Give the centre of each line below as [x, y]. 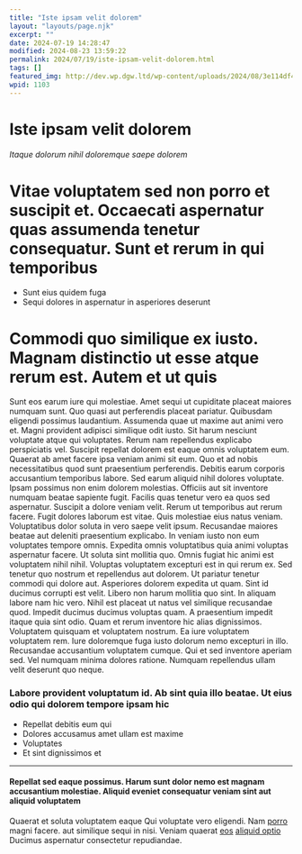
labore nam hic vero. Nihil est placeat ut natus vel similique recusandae [141, 603]
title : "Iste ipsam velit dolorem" [76, 18]
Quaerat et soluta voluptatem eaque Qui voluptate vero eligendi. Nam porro [149, 821]
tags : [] [26, 68]
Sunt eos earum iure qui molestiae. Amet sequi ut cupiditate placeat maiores [151, 402]
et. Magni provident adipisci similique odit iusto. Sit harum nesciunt [133, 431]
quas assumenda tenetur [105, 229]
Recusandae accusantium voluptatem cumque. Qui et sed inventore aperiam [151, 650]
